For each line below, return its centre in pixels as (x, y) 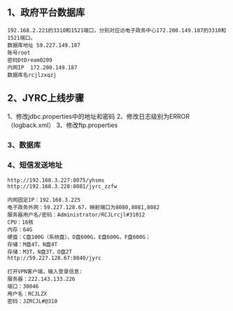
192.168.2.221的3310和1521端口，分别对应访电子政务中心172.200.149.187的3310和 (117, 30)
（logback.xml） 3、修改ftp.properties (63, 125)
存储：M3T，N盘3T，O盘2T (40, 252)
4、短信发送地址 (35, 165)
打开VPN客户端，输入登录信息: (45, 271)
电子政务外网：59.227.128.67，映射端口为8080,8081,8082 (83, 207)
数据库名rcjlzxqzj (32, 75)
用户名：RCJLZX (27, 294)
